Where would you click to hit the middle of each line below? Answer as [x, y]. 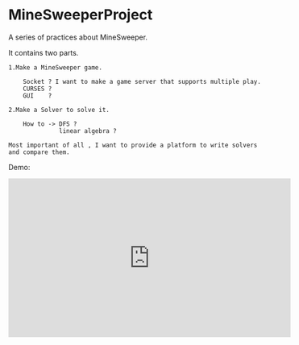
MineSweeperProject [81, 15]
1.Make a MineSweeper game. [56, 67]
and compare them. [39, 152]
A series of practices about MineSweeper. [78, 37]
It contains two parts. [44, 52]
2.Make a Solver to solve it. [59, 110]
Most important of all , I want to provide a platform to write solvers [133, 145]
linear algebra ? [88, 131]
